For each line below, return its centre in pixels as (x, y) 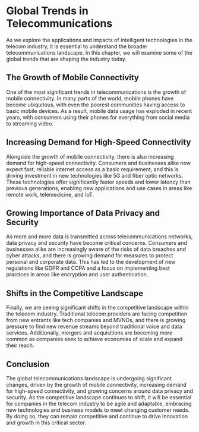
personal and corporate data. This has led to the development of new (91, 262)
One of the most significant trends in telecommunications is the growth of (96, 92)
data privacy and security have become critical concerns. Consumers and (97, 243)
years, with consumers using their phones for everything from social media (98, 117)
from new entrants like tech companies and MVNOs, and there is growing (96, 320)
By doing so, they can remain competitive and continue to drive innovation (97, 416)
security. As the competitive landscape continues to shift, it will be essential (99, 397)
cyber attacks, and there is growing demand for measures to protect (90, 256)
